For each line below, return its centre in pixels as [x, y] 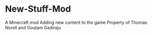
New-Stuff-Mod [38, 9]
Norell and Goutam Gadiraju [33, 27]
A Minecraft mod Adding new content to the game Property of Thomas [76, 22]
